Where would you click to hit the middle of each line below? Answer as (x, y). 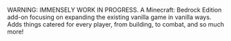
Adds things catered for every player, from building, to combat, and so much (115, 24)
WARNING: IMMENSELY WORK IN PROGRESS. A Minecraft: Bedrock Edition (114, 10)
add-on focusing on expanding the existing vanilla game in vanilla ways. (109, 17)
